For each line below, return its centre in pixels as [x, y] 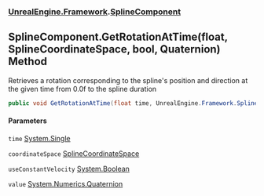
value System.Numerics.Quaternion [66, 183]
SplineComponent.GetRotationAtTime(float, [118, 37]
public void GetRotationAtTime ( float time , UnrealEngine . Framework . [123, 103]
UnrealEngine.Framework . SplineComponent [95, 12]
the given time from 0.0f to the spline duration [82, 89]
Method [28, 62]
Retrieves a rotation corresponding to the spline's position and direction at [128, 80]
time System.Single [39, 138]
